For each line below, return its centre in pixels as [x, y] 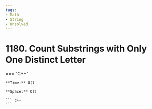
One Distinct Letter [45, 60]
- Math [12, 15]
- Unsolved [17, 24]
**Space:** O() [21, 92]
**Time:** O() [20, 83]
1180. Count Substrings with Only [76, 49]
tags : [11, 10]
